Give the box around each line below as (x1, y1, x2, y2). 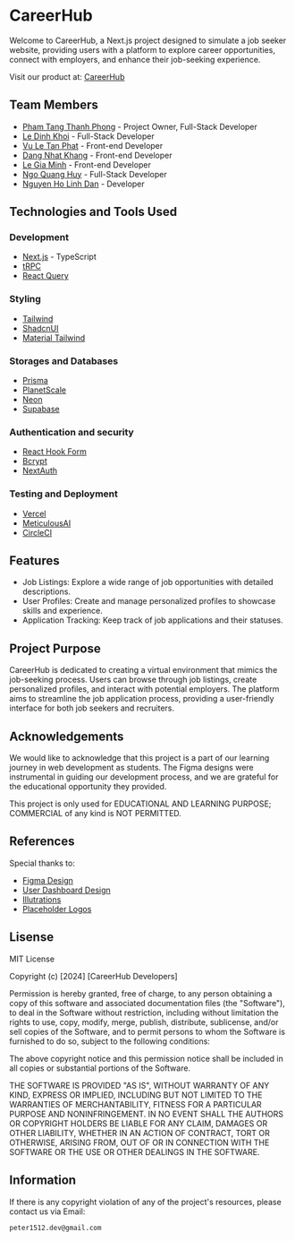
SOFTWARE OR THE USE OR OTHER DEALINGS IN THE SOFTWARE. (9, 1146, 260, 1157)
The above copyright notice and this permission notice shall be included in (9, 1053, 283, 1064)
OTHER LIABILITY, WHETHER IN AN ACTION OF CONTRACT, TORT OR (9, 1127, 270, 1138)
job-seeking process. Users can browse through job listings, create (9, 674, 257, 685)
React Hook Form (21, 446, 87, 457)
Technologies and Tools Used (9, 204, 177, 220)
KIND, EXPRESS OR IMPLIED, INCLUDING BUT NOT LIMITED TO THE (9, 1090, 263, 1100)
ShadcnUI (21, 323, 59, 333)
